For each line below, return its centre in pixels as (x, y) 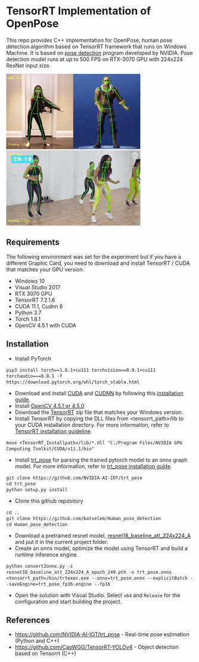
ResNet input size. (29, 65)
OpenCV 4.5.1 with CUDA (45, 325)
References (28, 620)
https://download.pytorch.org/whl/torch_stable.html (73, 382)
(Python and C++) (37, 641)
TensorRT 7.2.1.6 (35, 300)
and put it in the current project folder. (61, 542)
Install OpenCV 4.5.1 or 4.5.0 (49, 406)
